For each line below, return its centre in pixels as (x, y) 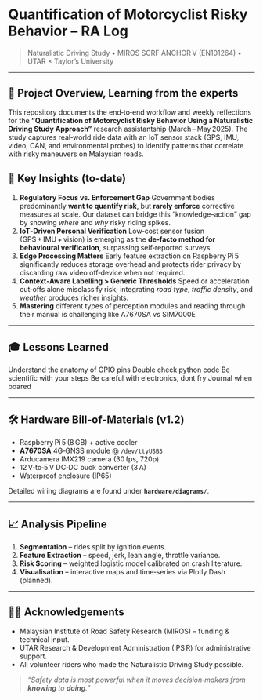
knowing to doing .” (59, 687)
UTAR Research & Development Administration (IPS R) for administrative (135, 647)
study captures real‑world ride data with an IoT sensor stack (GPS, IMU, (124, 137)
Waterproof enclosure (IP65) (65, 476)
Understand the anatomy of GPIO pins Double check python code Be (119, 370)
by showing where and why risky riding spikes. (95, 222)
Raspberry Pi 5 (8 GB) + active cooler (78, 443)
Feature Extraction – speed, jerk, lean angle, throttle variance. (120, 555)
